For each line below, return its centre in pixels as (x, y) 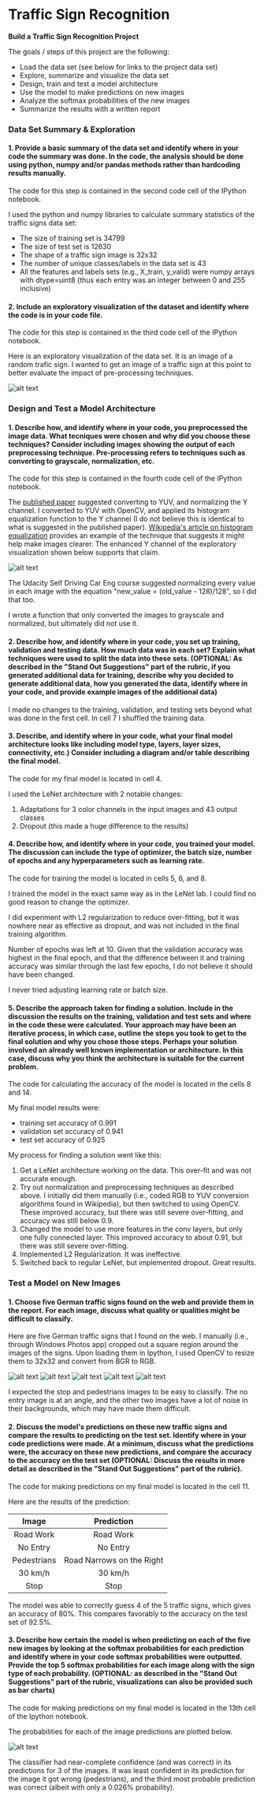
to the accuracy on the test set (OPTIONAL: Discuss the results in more (127, 1460)
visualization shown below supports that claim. (84, 552)
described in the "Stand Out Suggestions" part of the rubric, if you (119, 666)
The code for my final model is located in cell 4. (86, 778)
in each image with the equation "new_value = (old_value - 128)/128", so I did (132, 591)
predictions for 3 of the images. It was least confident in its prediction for (126, 1770)
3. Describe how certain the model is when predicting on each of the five (129, 1640)
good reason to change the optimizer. (69, 902)
